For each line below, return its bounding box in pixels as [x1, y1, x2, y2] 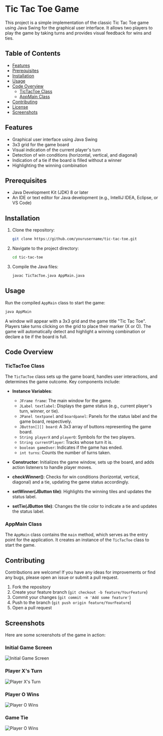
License [12, 104, 28, 110]
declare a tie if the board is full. [5, 334, 67, 340]
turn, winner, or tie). [19, 408, 60, 414]
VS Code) [12, 200, 32, 206]
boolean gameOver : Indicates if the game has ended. [19, 444, 123, 451]
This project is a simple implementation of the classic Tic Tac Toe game [5, 20, 149, 25]
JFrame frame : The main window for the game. [19, 398, 112, 404]
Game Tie [5, 714, 28, 721]
